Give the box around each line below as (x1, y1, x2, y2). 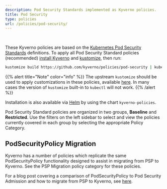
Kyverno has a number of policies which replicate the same (5, 153, 127, 159)
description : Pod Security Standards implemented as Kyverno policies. (5, 7, 157, 12)
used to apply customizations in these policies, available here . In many (5, 79, 150, 85)
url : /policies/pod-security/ (5, 21, 68, 26)
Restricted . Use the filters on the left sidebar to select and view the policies (5, 114, 160, 120)
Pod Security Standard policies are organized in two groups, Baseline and (5, 109, 157, 115)
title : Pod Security (5, 12, 48, 17)
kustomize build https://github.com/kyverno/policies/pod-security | (5, 65, 153, 70)
